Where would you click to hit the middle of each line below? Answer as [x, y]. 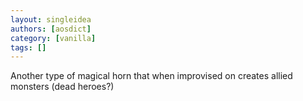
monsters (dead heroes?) [62, 87]
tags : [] [28, 47]
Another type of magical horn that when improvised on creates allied [151, 76]
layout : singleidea [51, 19]
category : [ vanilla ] [53, 38]
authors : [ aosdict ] [51, 29]
